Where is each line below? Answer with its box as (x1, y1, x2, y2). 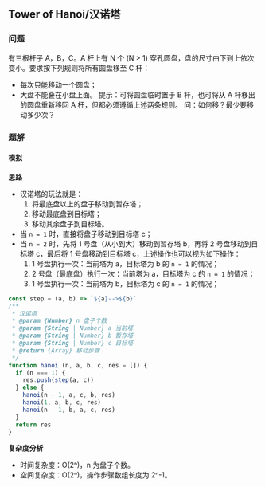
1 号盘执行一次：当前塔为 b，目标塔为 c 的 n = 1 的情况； (31, 278, 220, 289)
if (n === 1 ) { (15, 369, 66, 377)
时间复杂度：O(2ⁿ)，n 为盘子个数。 (19, 461, 135, 470)
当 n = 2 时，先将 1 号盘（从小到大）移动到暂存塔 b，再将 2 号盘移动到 (19, 238, 251, 249)
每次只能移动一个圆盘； (19, 80, 97, 89)
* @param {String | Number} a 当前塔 (11, 324, 134, 332)
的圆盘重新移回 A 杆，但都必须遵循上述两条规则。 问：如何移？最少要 (19, 100, 247, 109)
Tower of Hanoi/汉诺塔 (8, 7, 121, 22)
